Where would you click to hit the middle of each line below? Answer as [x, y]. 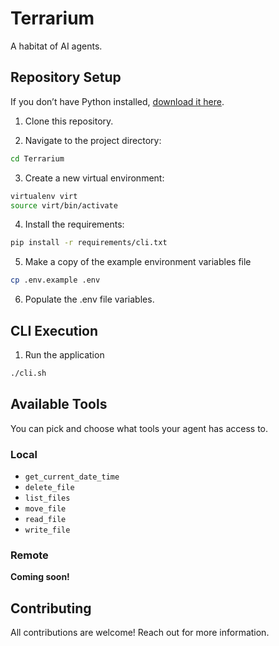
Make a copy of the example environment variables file [138, 262]
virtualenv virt [44, 196]
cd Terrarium [37, 158]
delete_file [49, 487]
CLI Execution [54, 330]
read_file [45, 519]
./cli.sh [28, 373]
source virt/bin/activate [64, 205]
